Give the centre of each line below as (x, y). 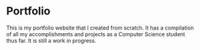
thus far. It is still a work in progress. (51, 40)
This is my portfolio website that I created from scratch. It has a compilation (100, 28)
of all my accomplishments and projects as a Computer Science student (96, 34)
